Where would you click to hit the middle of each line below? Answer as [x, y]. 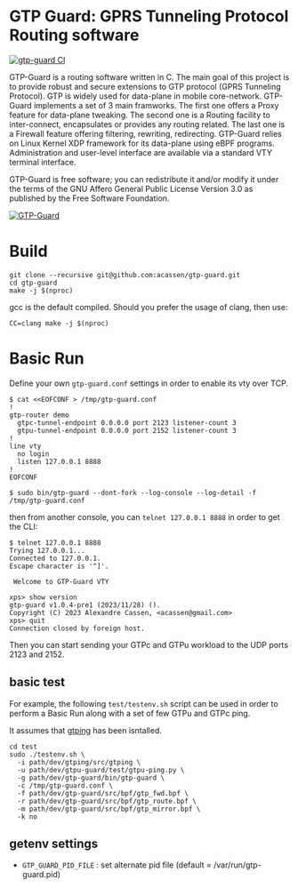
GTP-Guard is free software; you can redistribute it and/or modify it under [144, 179]
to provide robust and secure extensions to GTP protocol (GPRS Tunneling [145, 86]
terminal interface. [43, 162]
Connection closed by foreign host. [77, 628]
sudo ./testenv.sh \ [48, 754]
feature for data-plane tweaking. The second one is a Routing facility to [140, 115]
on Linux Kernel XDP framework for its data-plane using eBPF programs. [142, 143]
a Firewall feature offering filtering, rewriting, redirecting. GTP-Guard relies [145, 133]
